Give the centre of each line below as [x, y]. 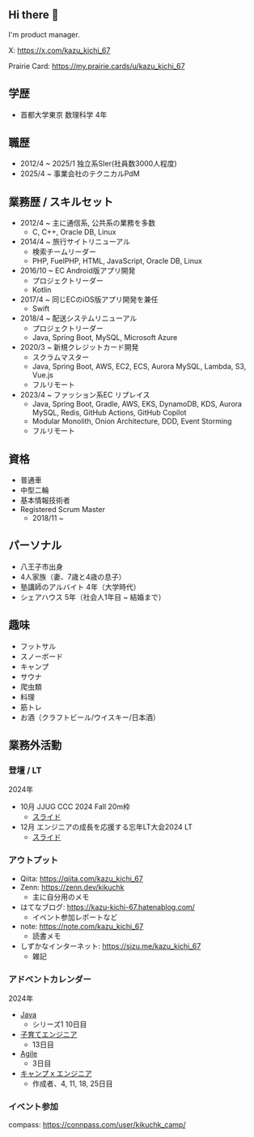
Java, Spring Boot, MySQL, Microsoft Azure [105, 338]
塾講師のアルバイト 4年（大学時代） [80, 587]
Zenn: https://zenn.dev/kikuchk [72, 887]
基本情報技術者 [45, 501]
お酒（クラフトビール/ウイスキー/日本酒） [90, 717]
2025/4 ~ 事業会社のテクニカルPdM [80, 174]
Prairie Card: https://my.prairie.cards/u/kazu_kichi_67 [97, 66]
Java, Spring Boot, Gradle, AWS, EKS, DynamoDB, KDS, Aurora [137, 404]
